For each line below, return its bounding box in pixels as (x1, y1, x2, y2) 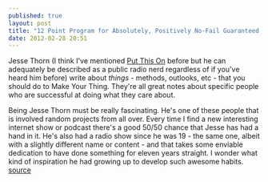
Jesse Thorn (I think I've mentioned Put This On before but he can (8, 56, 226, 66)
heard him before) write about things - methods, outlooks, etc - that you (8, 73, 246, 83)
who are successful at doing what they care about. (8, 90, 176, 100)
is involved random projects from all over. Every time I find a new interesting (8, 114, 258, 124)
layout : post (8, 19, 52, 27)
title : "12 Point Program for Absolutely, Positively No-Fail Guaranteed (8, 26, 260, 34)
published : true (8, 11, 62, 20)
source (8, 165, 32, 175)
